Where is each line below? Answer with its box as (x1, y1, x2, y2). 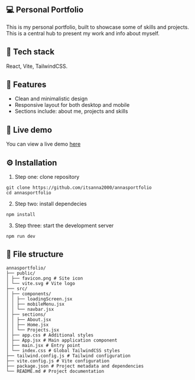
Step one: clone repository (14, 173, 80, 181)
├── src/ (6, 286, 28, 291)
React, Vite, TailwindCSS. (6, 63, 68, 70)
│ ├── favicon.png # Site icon (6, 275, 83, 281)
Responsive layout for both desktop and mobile (14, 101, 130, 109)
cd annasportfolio (6, 190, 51, 196)
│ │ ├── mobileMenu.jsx (6, 301, 65, 307)
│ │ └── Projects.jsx (6, 327, 60, 333)
